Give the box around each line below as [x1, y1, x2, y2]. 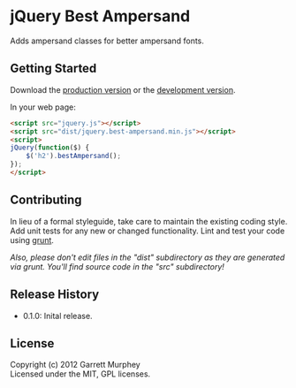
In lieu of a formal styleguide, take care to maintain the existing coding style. [10, 216, 288, 226]
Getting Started [10, 61, 97, 76]
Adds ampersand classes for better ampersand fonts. [10, 35, 204, 46]
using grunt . [10, 234, 54, 245]
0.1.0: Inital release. [22, 310, 93, 321]
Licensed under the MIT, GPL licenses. [10, 369, 151, 379]
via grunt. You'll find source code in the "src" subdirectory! [10, 261, 224, 271]
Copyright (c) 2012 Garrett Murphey [10, 360, 140, 370]
